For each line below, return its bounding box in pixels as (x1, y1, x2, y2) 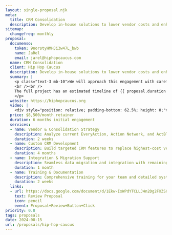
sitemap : (5, 27, 24, 32)
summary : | (10, 74, 33, 80)
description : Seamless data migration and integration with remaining (14, 160, 168, 165)
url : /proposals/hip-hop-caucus (5, 222, 74, 227)
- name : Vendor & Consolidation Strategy (10, 127, 100, 132)
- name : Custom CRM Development (10, 141, 79, 146)
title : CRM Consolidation (10, 17, 66, 22)
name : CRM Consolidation (10, 60, 63, 65)
